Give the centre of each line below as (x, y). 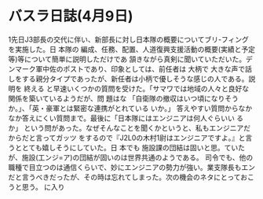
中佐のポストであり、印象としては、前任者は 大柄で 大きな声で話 (147, 68)
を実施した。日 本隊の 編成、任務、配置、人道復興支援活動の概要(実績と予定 (131, 49)
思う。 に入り (43, 186)
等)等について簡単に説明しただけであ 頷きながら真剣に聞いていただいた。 (127, 59)
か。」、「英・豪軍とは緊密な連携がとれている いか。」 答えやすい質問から (123, 108)
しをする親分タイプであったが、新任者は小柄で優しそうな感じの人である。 (128, 79)
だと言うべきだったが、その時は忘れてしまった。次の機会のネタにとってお (128, 177)
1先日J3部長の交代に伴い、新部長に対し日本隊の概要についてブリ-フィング (129, 39)
